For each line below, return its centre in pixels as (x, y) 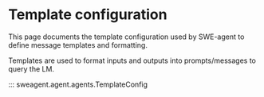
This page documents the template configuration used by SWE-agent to (126, 37)
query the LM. (31, 68)
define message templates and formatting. (78, 45)
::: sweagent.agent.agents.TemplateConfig (78, 84)
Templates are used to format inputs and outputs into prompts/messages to (132, 60)
